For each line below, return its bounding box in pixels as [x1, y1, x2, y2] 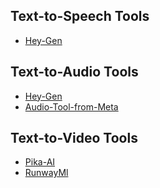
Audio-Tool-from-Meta [24, 100, 119, 113]
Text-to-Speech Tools [10, 8, 150, 25]
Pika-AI [24, 156, 56, 168]
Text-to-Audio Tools [10, 64, 139, 81]
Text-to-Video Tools [10, 130, 138, 147]
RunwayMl [24, 167, 69, 179]
